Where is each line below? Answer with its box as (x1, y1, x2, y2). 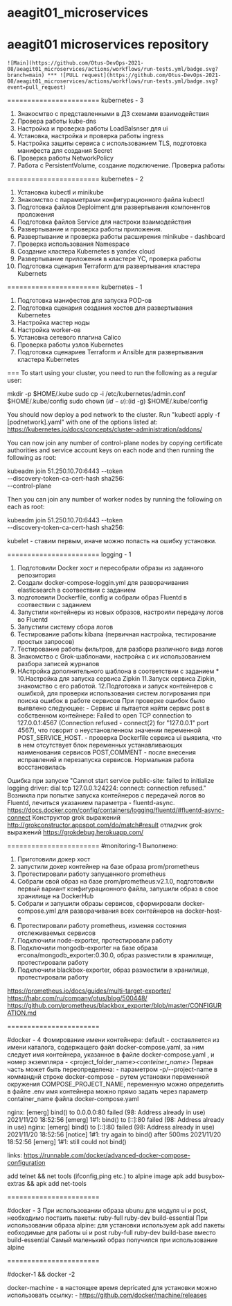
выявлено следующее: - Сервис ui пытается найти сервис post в (17, 704, 210, 713)
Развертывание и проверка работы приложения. (17, 225, 163, 233)
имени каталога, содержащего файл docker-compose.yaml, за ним (7, 1043, 204, 1052)
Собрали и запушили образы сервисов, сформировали (17, 900, 181, 908)
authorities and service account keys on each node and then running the (7, 446, 215, 454)
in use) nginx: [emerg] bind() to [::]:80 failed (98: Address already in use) (7, 1123, 215, 1132)
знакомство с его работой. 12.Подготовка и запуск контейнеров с (17, 682, 213, 691)
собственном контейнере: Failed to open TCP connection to (17, 711, 193, 720)
